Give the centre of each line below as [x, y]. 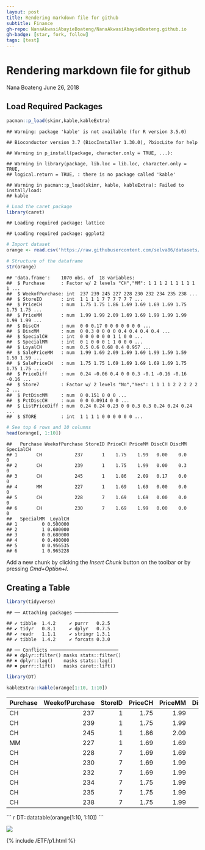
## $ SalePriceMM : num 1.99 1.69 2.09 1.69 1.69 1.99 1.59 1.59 [97, 352]
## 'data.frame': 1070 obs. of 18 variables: [71, 278]
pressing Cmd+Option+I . [38, 569]
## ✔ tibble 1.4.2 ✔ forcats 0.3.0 [59, 639]
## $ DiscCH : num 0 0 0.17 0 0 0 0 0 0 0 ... [79, 326]
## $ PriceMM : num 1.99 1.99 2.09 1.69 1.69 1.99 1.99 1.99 [97, 315]
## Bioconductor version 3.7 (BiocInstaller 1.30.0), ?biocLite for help [102, 142]
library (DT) [21, 677]
